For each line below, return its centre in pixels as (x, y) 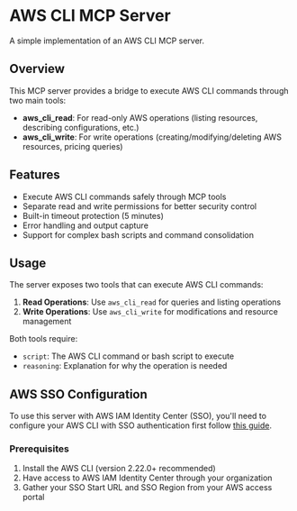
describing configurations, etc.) (81, 127)
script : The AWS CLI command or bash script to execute (128, 356)
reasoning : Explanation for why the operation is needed (125, 366)
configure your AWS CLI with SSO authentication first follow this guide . (141, 425)
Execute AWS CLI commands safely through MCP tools (124, 196)
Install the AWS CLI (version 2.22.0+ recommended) (119, 469)
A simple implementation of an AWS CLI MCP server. (107, 41)
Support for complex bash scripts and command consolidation (138, 234)
